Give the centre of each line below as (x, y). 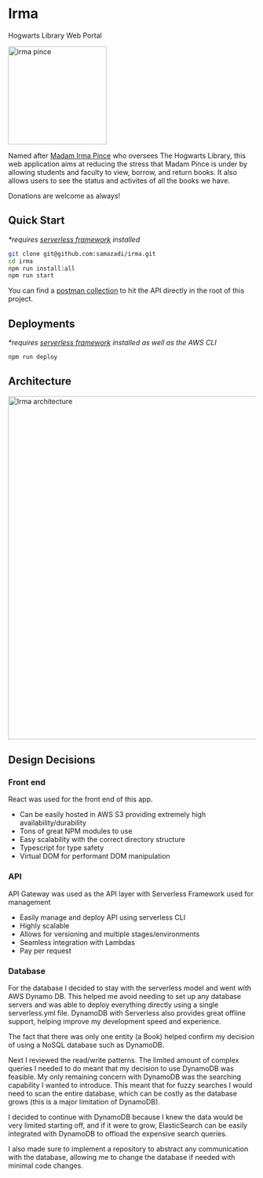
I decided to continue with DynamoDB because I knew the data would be (126, 1117)
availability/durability (53, 823)
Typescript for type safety (62, 848)
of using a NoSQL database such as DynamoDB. (86, 1045)
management (29, 902)
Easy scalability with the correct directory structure (102, 840)
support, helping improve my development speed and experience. (115, 1022)
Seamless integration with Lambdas (77, 942)
